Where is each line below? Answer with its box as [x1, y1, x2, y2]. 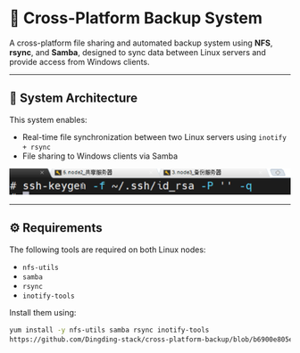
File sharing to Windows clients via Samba [21, 151, 179, 161]
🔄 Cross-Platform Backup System [9, 8, 263, 29]
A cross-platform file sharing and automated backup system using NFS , [9, 37, 273, 48]
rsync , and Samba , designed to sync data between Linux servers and [9, 46, 266, 57]
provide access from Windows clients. [9, 56, 150, 67]
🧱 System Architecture [9, 91, 138, 106]
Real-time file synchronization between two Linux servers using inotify [21, 131, 287, 142]
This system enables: [9, 114, 87, 125]
